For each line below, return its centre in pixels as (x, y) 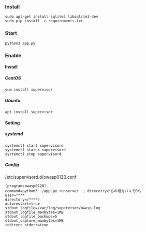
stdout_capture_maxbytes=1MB (34, 221)
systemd (14, 134)
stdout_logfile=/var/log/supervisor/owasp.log (53, 208)
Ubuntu (13, 100)
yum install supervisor (29, 90)
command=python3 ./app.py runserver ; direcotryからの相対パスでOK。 (74, 191)
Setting (13, 123)
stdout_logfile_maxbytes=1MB (34, 212)
